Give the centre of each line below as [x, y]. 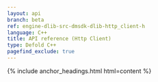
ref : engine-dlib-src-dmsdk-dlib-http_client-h [76, 26]
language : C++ [27, 32]
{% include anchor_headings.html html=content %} [79, 71]
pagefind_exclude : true [41, 52]
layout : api [24, 13]
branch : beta [26, 20]
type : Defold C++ [32, 45]
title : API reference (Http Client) [59, 39]
